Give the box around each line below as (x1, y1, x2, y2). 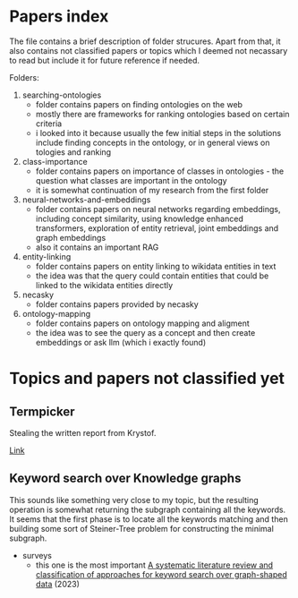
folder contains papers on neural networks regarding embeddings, (35, 203, 281, 214)
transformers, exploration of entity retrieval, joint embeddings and (35, 222, 279, 234)
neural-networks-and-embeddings (21, 194, 151, 205)
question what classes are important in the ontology (35, 175, 227, 185)
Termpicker (9, 404, 75, 419)
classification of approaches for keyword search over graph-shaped (35, 568, 288, 579)
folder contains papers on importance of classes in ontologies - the (35, 166, 285, 176)
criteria (35, 118, 63, 129)
